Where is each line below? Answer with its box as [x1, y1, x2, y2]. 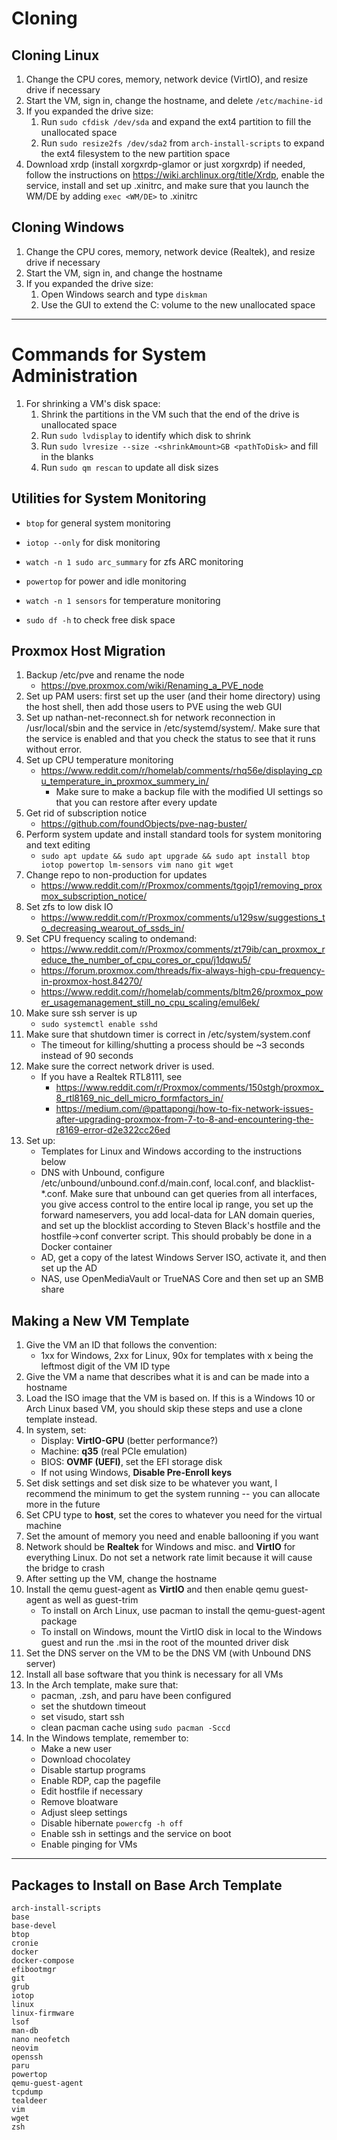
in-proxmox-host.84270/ [40, 975, 143, 987]
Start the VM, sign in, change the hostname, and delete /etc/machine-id [25, 95, 323, 106]
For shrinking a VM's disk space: [25, 397, 161, 409]
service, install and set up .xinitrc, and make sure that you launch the [25, 180, 309, 191]
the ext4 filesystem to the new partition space [40, 148, 231, 159]
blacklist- [277, 1177, 316, 1189]
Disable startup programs [40, 1764, 146, 1776]
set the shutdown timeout [40, 1700, 147, 1712]
